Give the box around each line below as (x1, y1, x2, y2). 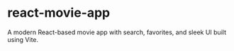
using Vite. (7, 35, 39, 43)
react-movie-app (7, 5, 111, 21)
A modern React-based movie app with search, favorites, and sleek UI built (7, 28, 227, 36)
